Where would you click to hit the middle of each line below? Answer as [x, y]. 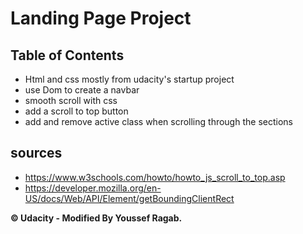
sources [36, 153]
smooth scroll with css [71, 100]
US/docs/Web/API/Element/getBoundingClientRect [129, 198]
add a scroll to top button [76, 111]
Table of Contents [67, 55]
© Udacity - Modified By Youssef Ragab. [96, 218]
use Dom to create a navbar [82, 90]
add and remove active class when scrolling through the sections [158, 121]
